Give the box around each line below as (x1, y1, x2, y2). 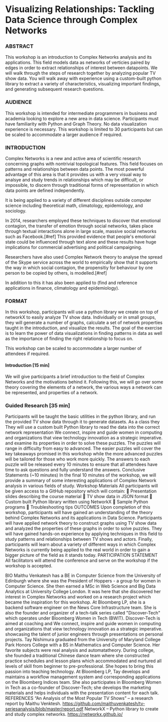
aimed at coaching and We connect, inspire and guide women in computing (5, 620, 161, 626)
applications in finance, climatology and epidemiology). (5, 285, 119, 291)
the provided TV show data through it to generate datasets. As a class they (5, 418, 160, 425)
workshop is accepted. (5, 562, 53, 568)
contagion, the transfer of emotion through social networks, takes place (5, 223, 153, 229)
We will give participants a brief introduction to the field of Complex (5, 373, 145, 380)
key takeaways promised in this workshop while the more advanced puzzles (5, 450, 163, 456)
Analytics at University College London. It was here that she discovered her (5, 588, 161, 594)
